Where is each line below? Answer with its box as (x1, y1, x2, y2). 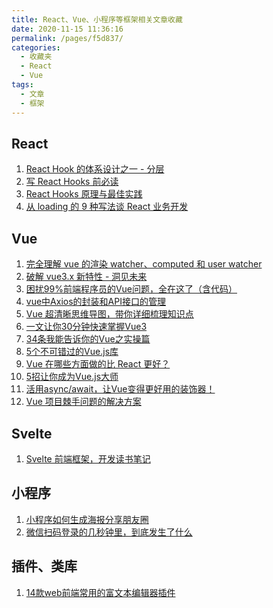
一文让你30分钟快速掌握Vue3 (25, 321, 148, 333)
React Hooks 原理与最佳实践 (25, 188, 143, 200)
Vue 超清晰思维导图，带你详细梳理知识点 (25, 308, 194, 320)
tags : (11, 80, 34, 90)
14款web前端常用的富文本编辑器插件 (25, 586, 176, 598)
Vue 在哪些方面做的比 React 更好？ (25, 358, 171, 370)
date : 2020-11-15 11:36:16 (11, 24, 124, 34)
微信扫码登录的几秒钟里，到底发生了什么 (25, 526, 193, 538)
